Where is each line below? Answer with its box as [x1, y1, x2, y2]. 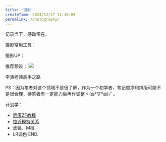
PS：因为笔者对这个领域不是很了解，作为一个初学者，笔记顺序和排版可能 [5, 85, 157, 91]
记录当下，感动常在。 [5, 31, 49, 37]
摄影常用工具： [5, 42, 36, 48]
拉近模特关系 [12, 119, 39, 125]
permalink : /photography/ [5, 17, 60, 22]
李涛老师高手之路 [5, 74, 41, 80]
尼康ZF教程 [12, 112, 36, 118]
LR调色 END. [12, 131, 39, 137]
